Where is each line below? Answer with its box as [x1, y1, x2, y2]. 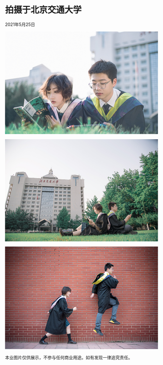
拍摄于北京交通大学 [5, 4, 82, 16]
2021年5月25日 [5, 21, 35, 27]
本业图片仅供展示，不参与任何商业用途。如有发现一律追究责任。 [5, 354, 132, 360]
